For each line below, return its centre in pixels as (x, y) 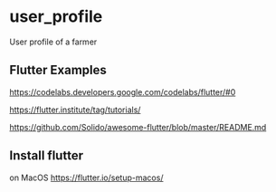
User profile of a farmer (53, 42)
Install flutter (47, 156)
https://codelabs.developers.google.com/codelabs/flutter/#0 (123, 91)
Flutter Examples (58, 70)
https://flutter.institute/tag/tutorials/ (75, 110)
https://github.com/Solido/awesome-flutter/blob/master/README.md (138, 127)
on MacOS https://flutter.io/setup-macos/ (86, 178)
